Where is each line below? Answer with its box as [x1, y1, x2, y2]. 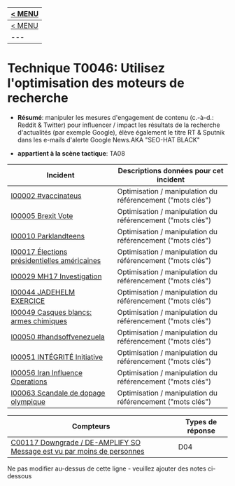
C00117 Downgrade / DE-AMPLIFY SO [10, 438, 141, 447]
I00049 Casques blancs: [10, 307, 92, 317]
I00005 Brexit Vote [10, 210, 73, 220]
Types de [185, 417, 218, 426]
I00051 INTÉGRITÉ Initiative [10, 352, 104, 362]
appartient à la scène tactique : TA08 [17, 149, 126, 157]
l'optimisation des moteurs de [7, 75, 185, 91]
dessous [7, 471, 32, 480]
